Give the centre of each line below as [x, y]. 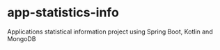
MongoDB [22, 38]
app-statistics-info [63, 13]
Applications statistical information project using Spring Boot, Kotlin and [110, 32]
